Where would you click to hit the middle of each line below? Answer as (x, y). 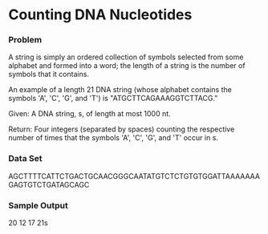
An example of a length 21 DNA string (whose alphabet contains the (120, 90)
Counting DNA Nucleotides (100, 15)
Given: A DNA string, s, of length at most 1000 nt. (89, 114)
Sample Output (38, 205)
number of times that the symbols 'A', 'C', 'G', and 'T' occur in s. (114, 138)
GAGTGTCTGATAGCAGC (49, 184)
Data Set (25, 159)
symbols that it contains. (49, 75)
